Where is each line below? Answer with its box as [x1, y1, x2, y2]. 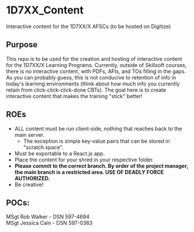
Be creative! [14, 181, 44, 188]
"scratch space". [23, 144, 64, 151]
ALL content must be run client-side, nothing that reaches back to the [14, 125, 182, 132]
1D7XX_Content [6, 4, 84, 17]
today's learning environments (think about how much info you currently [6, 80, 180, 87]
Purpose [6, 40, 38, 50]
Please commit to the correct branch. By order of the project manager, [14, 162, 189, 169]
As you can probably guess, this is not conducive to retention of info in [6, 74, 176, 81]
